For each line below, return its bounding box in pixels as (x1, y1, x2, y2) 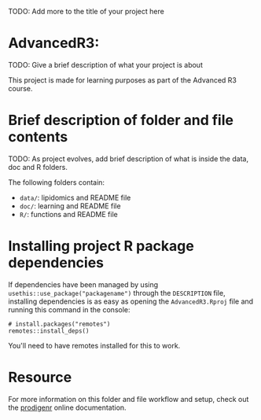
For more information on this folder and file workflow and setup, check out (8, 394, 249, 403)
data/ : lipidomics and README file (19, 193, 131, 202)
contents (8, 128, 68, 146)
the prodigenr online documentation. (8, 403, 127, 412)
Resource (8, 369, 72, 386)
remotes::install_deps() (8, 326, 90, 335)
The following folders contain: (8, 177, 105, 187)
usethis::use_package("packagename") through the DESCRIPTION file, (8, 288, 226, 297)
